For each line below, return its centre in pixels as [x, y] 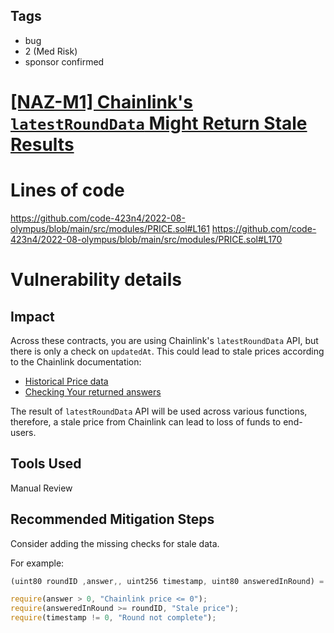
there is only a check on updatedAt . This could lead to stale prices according [167, 351]
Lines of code [67, 190]
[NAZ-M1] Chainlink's [102, 102]
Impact [32, 316]
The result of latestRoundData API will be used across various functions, [159, 411]
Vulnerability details [96, 280]
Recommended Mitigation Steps [112, 519]
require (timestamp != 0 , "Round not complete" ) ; [113, 618]
